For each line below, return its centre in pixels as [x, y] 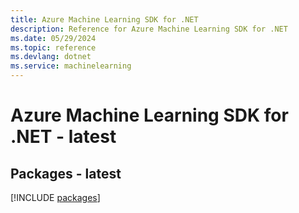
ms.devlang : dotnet [51, 57]
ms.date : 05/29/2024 [53, 38]
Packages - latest [66, 173]
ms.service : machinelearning [71, 66]
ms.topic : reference [53, 47]
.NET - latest [63, 137]
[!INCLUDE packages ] [55, 197]
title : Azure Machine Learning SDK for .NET [104, 19]
